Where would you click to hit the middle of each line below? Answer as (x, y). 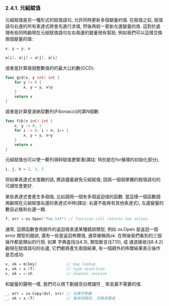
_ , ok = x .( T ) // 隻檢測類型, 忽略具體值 (60, 298)
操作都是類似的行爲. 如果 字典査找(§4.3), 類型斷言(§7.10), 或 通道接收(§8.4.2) (84, 242)
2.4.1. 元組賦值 (23, 8)
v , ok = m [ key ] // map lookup (50, 264)
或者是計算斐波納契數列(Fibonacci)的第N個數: (52, 111)
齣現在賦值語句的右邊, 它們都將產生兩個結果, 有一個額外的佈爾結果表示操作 (83, 248)
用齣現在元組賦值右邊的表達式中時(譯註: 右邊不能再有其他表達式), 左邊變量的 (84, 203)
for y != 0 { (28, 82)
